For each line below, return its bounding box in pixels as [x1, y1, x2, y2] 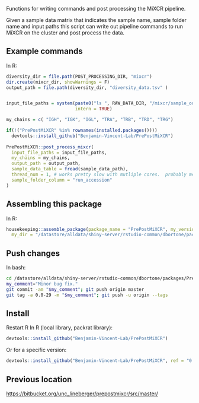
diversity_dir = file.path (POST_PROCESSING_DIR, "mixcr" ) [6, 74, 152, 80]
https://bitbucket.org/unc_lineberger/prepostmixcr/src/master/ [6, 390, 159, 397]
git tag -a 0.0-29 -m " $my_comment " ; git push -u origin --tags [6, 292, 168, 298]
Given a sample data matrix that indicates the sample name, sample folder [6, 17, 187, 23]
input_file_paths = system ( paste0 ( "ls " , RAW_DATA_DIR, [6, 100, 147, 106]
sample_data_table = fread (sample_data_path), [11, 166, 129, 172]
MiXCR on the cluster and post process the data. [6, 29, 125, 36]
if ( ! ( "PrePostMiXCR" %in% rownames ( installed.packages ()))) [6, 128, 158, 134]
